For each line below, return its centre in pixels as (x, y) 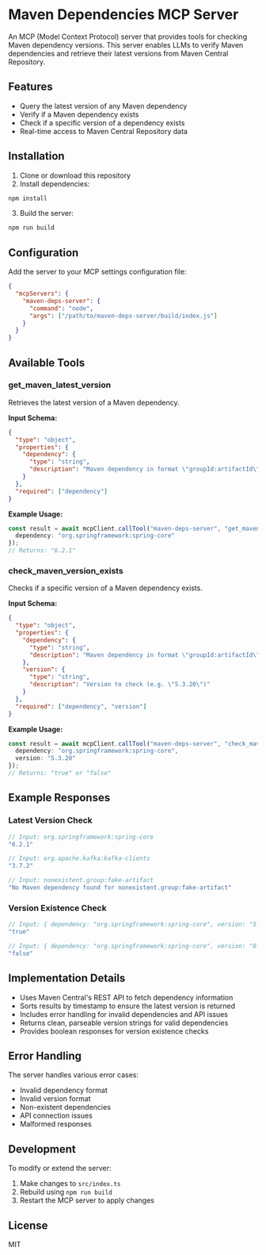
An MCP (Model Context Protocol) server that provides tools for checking (128, 36)
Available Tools (47, 363)
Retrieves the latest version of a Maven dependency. (94, 402)
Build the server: (46, 213)
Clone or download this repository (75, 175)
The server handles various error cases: (74, 1075)
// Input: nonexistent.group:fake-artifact (81, 881)
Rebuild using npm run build (66, 1192)
